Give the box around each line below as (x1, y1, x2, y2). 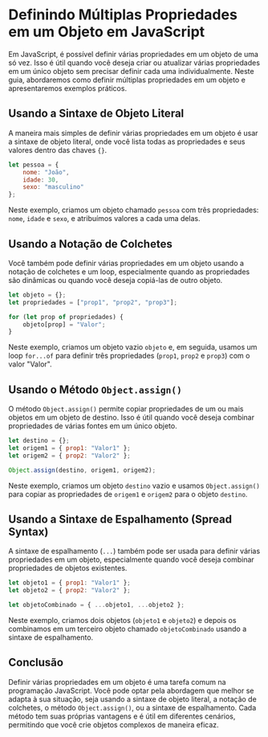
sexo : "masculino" (22, 183, 84, 191)
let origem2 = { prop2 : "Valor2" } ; (8, 452, 131, 460)
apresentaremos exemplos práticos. (8, 83, 127, 93)
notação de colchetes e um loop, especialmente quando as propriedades (8, 267, 250, 276)
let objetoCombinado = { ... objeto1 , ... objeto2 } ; (8, 601, 185, 609)
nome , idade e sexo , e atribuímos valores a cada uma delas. (8, 214, 201, 223)
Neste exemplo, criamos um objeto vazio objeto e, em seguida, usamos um (8, 342, 258, 352)
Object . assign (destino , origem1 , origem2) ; (8, 466, 156, 474)
